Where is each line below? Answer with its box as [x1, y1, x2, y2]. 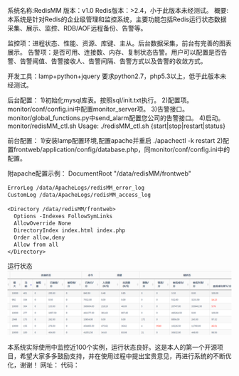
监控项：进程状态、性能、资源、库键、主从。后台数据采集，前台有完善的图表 [7, 39, 232, 48]
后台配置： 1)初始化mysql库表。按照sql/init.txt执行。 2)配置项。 [7, 96, 193, 104]
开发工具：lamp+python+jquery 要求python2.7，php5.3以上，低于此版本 [7, 72, 221, 80]
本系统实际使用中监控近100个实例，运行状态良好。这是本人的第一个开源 [7, 343, 218, 351]
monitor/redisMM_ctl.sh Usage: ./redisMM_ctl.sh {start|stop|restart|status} [7, 122, 226, 130]
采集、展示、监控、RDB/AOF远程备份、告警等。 [7, 24, 147, 32]
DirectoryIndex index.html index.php [14, 227, 126, 234]
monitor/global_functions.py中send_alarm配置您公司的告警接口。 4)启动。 [7, 114, 225, 122]
